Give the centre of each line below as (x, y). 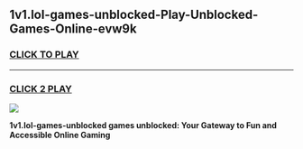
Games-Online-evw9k (73, 29)
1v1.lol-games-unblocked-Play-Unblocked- (134, 15)
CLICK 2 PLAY (41, 88)
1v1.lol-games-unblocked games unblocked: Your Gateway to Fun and (143, 125)
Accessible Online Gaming (60, 135)
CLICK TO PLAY (44, 55)
